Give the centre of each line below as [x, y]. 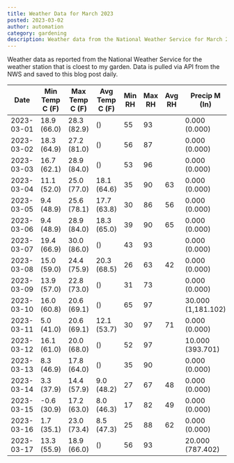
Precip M [205, 96]
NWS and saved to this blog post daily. [63, 74]
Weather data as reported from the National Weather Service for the [105, 59]
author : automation [36, 26]
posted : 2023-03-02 [36, 20]
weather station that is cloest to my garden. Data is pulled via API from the [114, 67]
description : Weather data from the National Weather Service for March [115, 40]
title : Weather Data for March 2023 [60, 14]
